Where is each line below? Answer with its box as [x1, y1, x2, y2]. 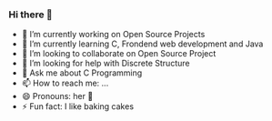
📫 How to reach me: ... [21, 77, 109, 89]
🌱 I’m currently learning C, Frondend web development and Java [21, 38, 264, 49]
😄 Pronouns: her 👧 [21, 91, 94, 102]
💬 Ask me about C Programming [21, 67, 143, 78]
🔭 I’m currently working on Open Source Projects [21, 29, 206, 40]
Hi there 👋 [8, 8, 54, 21]
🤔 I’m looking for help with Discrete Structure [21, 58, 190, 69]
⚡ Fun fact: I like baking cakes [21, 101, 134, 112]
